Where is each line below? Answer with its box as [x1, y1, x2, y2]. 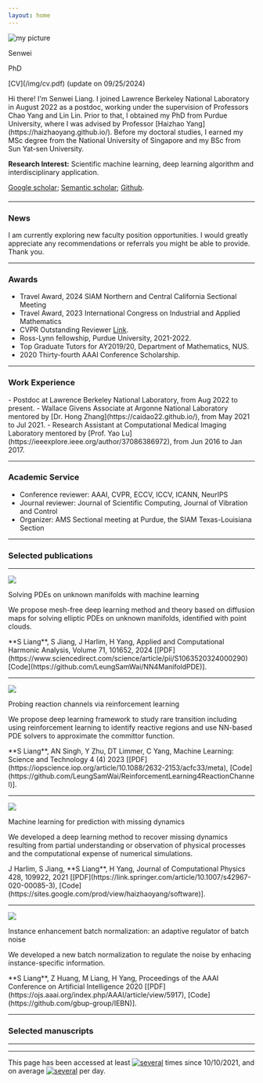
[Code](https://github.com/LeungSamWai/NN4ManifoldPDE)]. [8, 662, 207, 672]
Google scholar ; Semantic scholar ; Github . [8, 182, 145, 192]
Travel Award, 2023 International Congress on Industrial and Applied [19, 308, 241, 318]
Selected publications [8, 550, 93, 561]
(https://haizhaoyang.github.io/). [8, 127, 113, 137]
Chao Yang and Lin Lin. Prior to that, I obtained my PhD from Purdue [8, 111, 228, 120]
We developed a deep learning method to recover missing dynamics [8, 833, 229, 842]
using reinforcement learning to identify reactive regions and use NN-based [8, 723, 253, 732]
